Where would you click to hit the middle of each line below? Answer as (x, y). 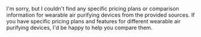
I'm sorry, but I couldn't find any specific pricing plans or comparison (93, 9)
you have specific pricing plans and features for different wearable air (94, 21)
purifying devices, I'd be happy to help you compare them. (80, 27)
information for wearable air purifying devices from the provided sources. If (101, 15)
